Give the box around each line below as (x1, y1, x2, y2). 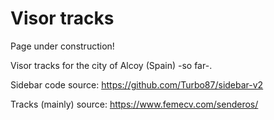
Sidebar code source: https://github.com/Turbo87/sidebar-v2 (10, 78, 264, 91)
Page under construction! (10, 40, 115, 52)
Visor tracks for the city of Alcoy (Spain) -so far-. (10, 59, 213, 71)
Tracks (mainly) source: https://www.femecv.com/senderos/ (10, 98, 259, 110)
